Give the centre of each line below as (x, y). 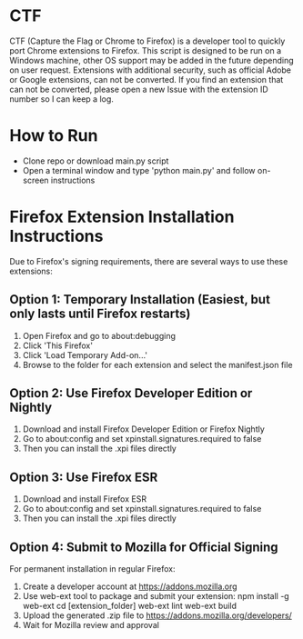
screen (35, 180)
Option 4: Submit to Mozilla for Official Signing (144, 547)
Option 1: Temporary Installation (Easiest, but (140, 300)
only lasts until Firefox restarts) (100, 314)
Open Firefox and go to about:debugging (99, 335)
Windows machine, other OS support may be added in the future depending (151, 60)
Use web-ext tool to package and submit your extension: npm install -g (156, 596)
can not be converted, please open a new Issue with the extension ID (139, 89)
